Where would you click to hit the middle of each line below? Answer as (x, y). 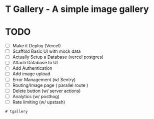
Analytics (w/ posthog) (36, 96)
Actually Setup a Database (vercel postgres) (58, 57)
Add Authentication (32, 68)
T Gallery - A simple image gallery (77, 9)
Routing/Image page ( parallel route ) (50, 85)
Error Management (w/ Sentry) (44, 79)
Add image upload (31, 74)
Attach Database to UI (35, 63)
